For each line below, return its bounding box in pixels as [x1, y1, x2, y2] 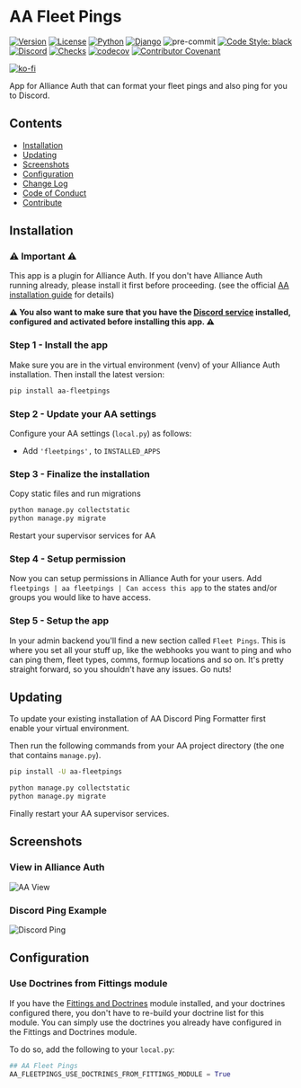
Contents [9, 116, 63, 131]
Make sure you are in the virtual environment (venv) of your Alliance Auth [9, 359, 280, 370]
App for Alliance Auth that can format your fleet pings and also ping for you [9, 80, 288, 91]
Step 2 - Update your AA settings [9, 407, 157, 420]
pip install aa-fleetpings [9, 386, 111, 395]
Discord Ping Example [9, 904, 108, 916]
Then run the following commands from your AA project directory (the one [9, 740, 285, 751]
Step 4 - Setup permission [9, 553, 126, 565]
